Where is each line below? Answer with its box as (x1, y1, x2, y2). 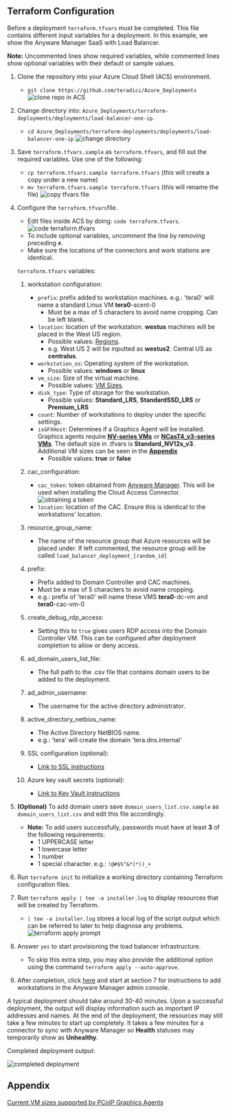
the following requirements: (27, 830, 105, 839)
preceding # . (27, 239, 63, 247)
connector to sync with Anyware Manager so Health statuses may (7, 1026, 194, 1034)
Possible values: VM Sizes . (47, 381, 124, 389)
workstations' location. (37, 510, 102, 518)
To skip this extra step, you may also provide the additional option (27, 955, 214, 964)
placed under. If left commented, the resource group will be (37, 543, 206, 552)
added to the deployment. (37, 675, 111, 683)
